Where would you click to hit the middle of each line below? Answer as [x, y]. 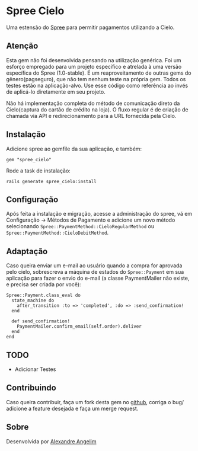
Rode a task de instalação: [39, 171]
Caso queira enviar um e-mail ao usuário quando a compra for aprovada [94, 266]
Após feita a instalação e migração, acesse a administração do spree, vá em [99, 214]
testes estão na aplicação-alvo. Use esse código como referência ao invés [97, 85]
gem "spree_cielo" [29, 159]
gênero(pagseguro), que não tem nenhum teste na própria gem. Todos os [96, 79]
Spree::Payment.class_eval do [44, 295]
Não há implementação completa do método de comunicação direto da [93, 103]
